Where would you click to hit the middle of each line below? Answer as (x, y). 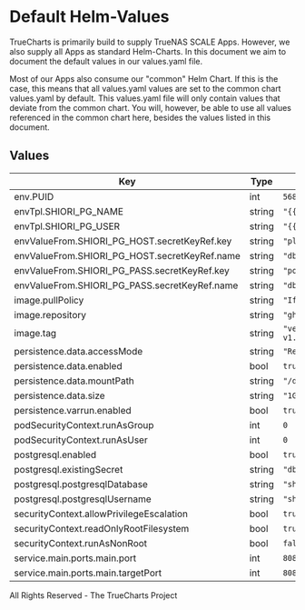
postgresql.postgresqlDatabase (81, 484)
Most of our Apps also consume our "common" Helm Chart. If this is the (144, 78)
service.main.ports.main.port (75, 558)
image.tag (35, 333)
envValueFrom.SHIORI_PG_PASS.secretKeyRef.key (122, 270)
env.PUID (34, 196)
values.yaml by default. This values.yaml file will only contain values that (145, 98)
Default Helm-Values (89, 17)
